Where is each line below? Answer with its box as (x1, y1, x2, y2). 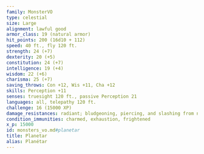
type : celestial (6, 15, 47, 21)
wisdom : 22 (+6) (6, 71, 47, 77)
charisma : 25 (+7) (6, 76, 53, 82)
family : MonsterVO (6, 8, 53, 15)
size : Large (6, 20, 36, 26)
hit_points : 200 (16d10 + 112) (6, 37, 86, 43)
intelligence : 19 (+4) (6, 65, 64, 72)
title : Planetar (6, 133, 47, 139)
